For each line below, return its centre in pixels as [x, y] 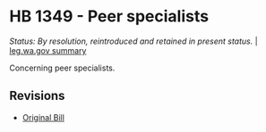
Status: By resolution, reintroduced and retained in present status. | [133, 41]
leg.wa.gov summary [48, 50]
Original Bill [43, 117]
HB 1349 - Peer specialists [109, 16]
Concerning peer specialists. [62, 68]
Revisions [37, 96]
